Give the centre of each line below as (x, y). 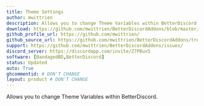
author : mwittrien (29, 18)
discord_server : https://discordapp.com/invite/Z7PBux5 (78, 51)
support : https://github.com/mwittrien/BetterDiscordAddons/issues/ (95, 46)
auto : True (20, 68)
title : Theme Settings (35, 12)
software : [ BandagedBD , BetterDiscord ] (55, 57)
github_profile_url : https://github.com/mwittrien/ (73, 35)
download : (19, 29)
